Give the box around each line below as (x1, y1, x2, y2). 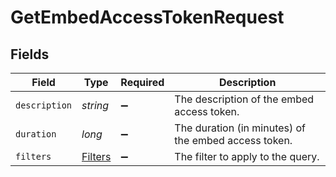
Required (120, 76, 165, 89)
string (81, 99, 110, 112)
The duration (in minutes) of (174, 121, 307, 135)
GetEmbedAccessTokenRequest (10, 6, 285, 29)
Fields (10, 46, 50, 63)
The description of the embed (174, 92, 315, 106)
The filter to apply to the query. (174, 150, 320, 163)
